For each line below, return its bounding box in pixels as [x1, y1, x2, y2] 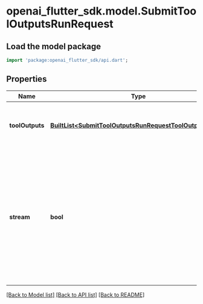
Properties [6, 74, 47, 84]
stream [9, 213, 30, 221]
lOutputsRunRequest [6, 17, 114, 31]
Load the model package [6, 41, 101, 51]
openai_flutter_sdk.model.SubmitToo [6, 4, 197, 18]
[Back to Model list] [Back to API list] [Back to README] [6, 291, 145, 298]
